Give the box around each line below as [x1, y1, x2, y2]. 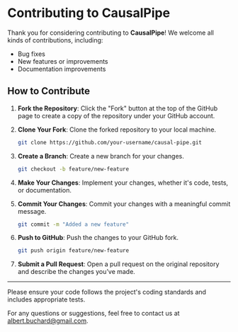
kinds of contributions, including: [7, 35, 103, 44]
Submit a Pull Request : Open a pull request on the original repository [17, 260, 220, 268]
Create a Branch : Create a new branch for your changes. [17, 151, 184, 160]
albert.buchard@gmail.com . [7, 316, 89, 325]
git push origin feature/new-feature [17, 247, 130, 254]
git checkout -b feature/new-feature [17, 165, 130, 173]
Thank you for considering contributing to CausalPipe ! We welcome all [7, 28, 215, 37]
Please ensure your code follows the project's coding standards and [7, 288, 207, 297]
